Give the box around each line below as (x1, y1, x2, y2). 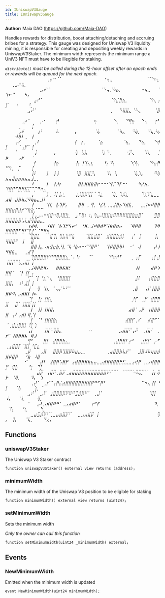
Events (5, 553, 27, 562)
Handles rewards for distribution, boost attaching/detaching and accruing (5, 35, 154, 41)
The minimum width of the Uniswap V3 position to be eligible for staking (5, 489, 152, 494)
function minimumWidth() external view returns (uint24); (5, 498, 127, 503)
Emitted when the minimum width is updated (5, 579, 96, 585)
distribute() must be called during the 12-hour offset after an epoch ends (5, 65, 157, 71)
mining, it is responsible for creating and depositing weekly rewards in (5, 45, 148, 51)
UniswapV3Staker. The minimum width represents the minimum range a (5, 50, 151, 57)
